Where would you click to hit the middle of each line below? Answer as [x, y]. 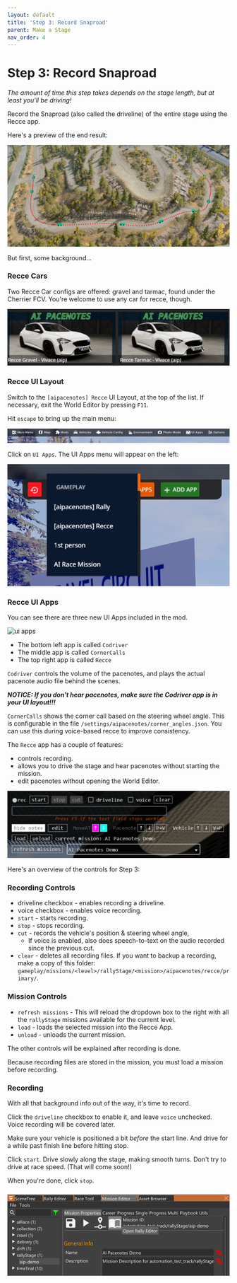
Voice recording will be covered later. [61, 1124]
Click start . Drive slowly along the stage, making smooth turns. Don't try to [117, 1159]
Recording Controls [41, 888]
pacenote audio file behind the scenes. [64, 681]
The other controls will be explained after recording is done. [94, 1048]
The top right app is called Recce [64, 660]
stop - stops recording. [51, 926]
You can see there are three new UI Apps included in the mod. [98, 617]
